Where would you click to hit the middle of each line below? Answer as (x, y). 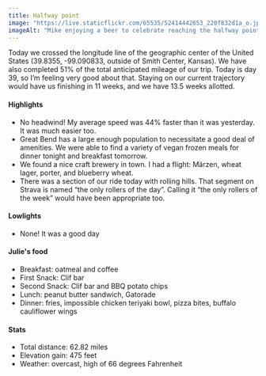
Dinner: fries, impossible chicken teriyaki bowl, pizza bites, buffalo (127, 302)
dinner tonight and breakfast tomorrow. (84, 156)
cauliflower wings (48, 311)
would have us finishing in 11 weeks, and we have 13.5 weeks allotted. (122, 86)
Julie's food (28, 252)
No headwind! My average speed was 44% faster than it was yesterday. (137, 122)
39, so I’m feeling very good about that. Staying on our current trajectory (127, 78)
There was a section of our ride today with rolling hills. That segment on (137, 181)
